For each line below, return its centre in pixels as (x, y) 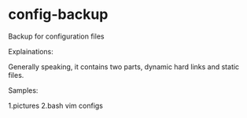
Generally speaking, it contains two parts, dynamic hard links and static (124, 66)
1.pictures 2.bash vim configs (56, 105)
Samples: (23, 90)
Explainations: (31, 51)
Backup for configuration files (56, 36)
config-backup (58, 15)
